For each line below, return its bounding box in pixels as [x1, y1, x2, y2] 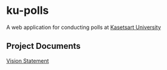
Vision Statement [6, 57, 49, 64]
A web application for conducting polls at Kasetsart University [6, 24, 162, 31]
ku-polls [6, 4, 49, 17]
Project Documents [6, 41, 81, 51]
